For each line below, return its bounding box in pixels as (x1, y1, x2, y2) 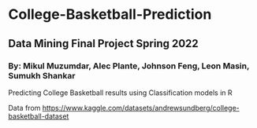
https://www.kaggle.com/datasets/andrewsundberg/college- (42, 103, 240, 112)
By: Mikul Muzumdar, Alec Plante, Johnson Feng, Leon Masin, (8, 60, 250, 71)
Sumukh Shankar (8, 70, 76, 81)
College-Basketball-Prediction (8, 5, 212, 24)
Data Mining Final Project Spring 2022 (8, 37, 199, 50)
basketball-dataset (8, 112, 69, 121)
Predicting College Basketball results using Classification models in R (8, 88, 233, 97)
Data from (8, 103, 41, 112)
